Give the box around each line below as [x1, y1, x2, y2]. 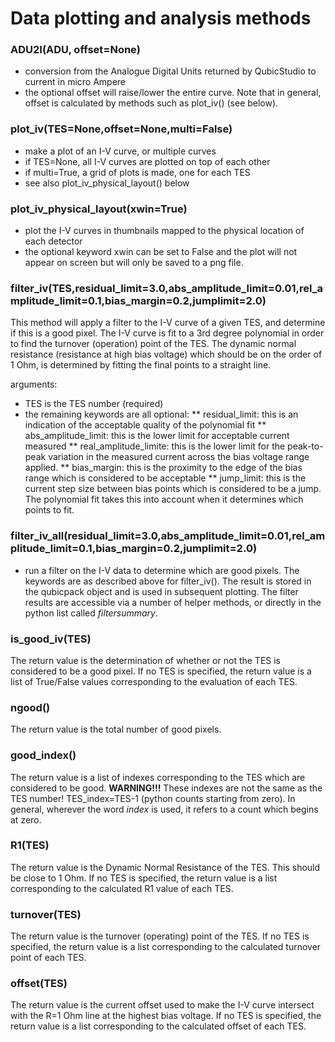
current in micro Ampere [24, 76, 127, 88]
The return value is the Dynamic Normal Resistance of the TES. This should [10, 861, 321, 873]
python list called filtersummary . [24, 607, 158, 619]
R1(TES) [10, 838, 50, 852]
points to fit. [24, 504, 75, 516]
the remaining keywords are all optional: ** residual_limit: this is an [24, 408, 299, 421]
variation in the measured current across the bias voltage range [48, 451, 310, 463]
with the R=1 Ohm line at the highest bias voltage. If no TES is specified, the [10, 1010, 322, 1022]
